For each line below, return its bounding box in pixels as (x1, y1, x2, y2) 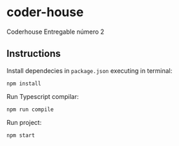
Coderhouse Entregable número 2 (6, 27, 105, 36)
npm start (6, 131, 36, 139)
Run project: (6, 118, 42, 126)
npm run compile (6, 106, 54, 113)
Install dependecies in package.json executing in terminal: (6, 66, 173, 74)
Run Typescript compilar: (6, 92, 79, 100)
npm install (6, 80, 41, 87)
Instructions (6, 48, 61, 60)
